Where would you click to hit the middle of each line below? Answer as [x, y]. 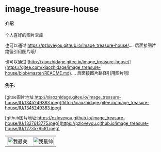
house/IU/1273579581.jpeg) [32, 128]
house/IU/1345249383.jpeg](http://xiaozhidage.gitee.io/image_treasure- [77, 102]
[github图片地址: [21, 117]
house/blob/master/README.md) [38, 73]
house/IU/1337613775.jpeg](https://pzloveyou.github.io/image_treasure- [77, 123]
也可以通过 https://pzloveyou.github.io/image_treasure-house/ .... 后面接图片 [81, 45]
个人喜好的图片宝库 [24, 35]
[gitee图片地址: [20, 97]
